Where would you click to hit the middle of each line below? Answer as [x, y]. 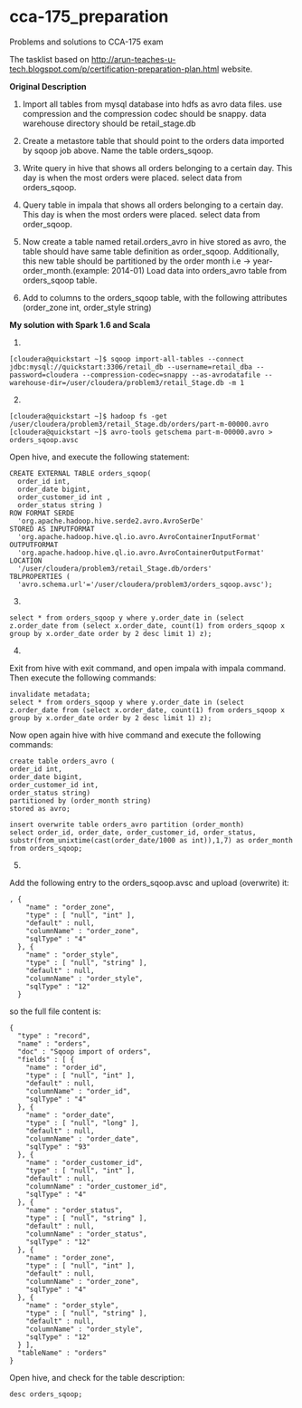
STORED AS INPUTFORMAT [52, 529]
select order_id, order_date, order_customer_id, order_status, [133, 832]
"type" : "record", [54, 1036]
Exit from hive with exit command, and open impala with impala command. [148, 668]
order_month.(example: [66, 270]
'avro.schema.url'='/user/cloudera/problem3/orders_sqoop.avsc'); [145, 584]
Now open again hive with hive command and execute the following [135, 735]
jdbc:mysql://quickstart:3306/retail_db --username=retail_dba [131, 367]
